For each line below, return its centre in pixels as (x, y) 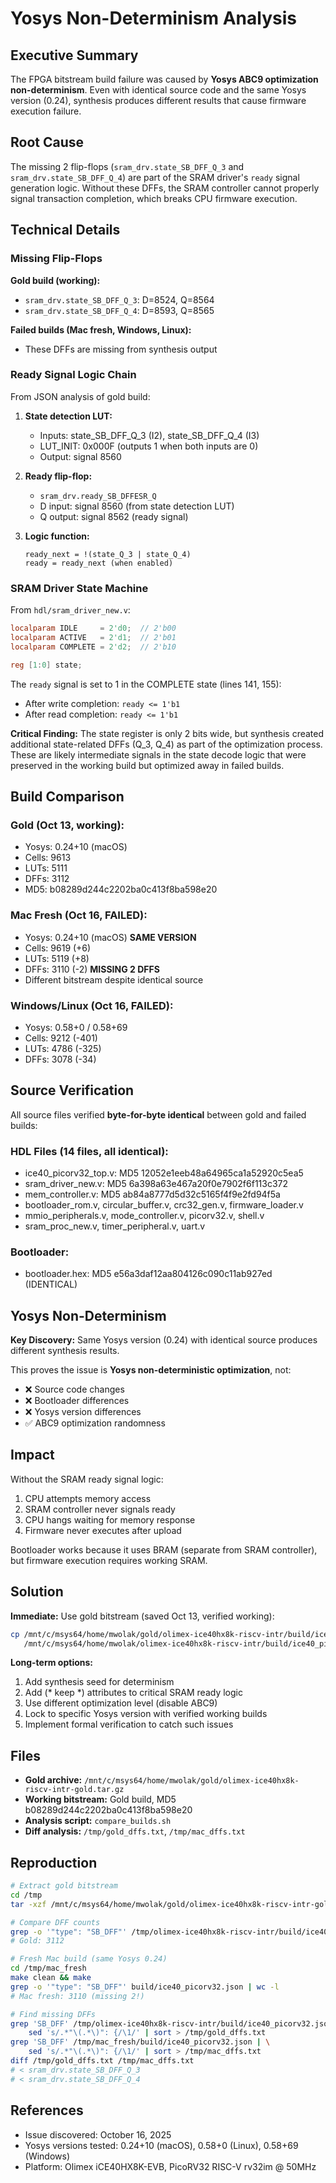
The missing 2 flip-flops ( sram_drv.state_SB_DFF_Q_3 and (127, 166)
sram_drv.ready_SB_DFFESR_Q (98, 496)
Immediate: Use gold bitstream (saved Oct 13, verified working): (142, 1616)
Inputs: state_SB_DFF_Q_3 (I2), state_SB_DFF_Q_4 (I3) (149, 435)
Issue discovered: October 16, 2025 (98, 2134)
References (47, 2110)
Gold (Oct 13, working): (67, 825)
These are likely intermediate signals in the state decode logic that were (158, 754)
